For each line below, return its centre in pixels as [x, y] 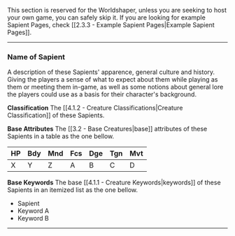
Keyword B [33, 219]
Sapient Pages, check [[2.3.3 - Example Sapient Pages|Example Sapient [111, 25]
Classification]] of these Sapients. [56, 115]
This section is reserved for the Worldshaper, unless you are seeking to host [117, 10]
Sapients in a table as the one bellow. [61, 136]
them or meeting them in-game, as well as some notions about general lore [115, 87]
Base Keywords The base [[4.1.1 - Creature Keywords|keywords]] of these [114, 183]
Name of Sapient [36, 57]
